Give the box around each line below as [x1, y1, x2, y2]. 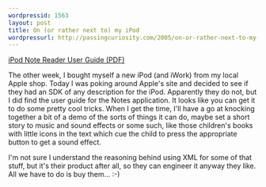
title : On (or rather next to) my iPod [8, 26, 140, 34]
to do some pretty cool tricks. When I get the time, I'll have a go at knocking [8, 104, 255, 114]
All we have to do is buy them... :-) [8, 170, 120, 179]
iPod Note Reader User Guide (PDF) [8, 55, 125, 65]
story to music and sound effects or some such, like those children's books [8, 121, 253, 130]
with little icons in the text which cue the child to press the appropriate [8, 129, 237, 139]
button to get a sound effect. [8, 137, 101, 147]
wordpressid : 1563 [8, 11, 69, 20]
